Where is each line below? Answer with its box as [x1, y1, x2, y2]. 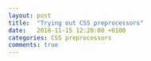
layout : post [8, 11, 52, 20]
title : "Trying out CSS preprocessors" [8, 19, 145, 27]
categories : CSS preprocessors [8, 33, 112, 42]
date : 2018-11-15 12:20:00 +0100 [8, 26, 126, 34]
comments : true [8, 41, 59, 49]
